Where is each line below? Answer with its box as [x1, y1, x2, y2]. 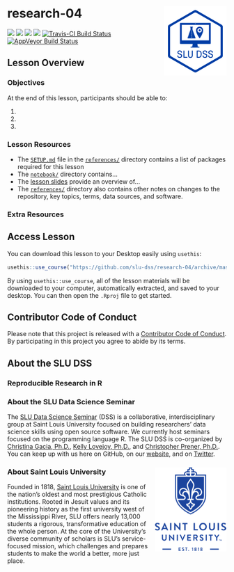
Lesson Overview [7, 57, 85, 69]
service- [121, 534, 146, 543]
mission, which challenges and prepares [32, 542, 148, 550]
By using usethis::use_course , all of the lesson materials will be [7, 276, 190, 285]
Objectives [7, 78, 45, 88]
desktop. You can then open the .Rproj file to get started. [7, 291, 172, 299]
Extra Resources [7, 209, 64, 219]
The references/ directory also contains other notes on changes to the [17, 184, 221, 193]
